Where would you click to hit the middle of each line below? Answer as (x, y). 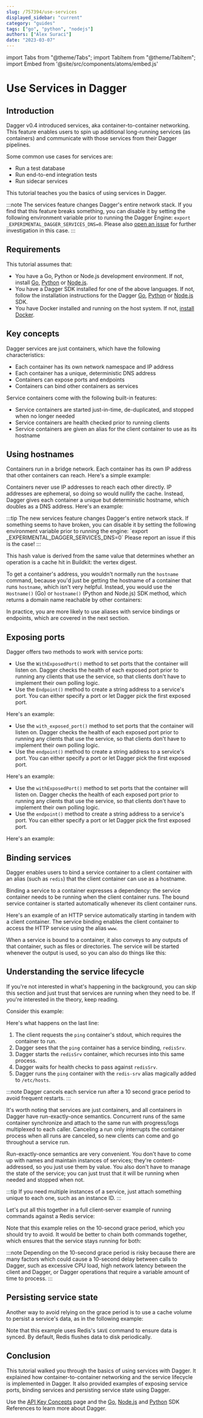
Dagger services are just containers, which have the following (83, 348)
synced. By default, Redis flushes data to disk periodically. (79, 1337)
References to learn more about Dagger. (57, 1408)
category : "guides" (31, 23)
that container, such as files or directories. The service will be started (93, 946)
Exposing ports (36, 637)
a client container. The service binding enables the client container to (93, 922)
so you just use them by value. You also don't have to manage (113, 1167)
